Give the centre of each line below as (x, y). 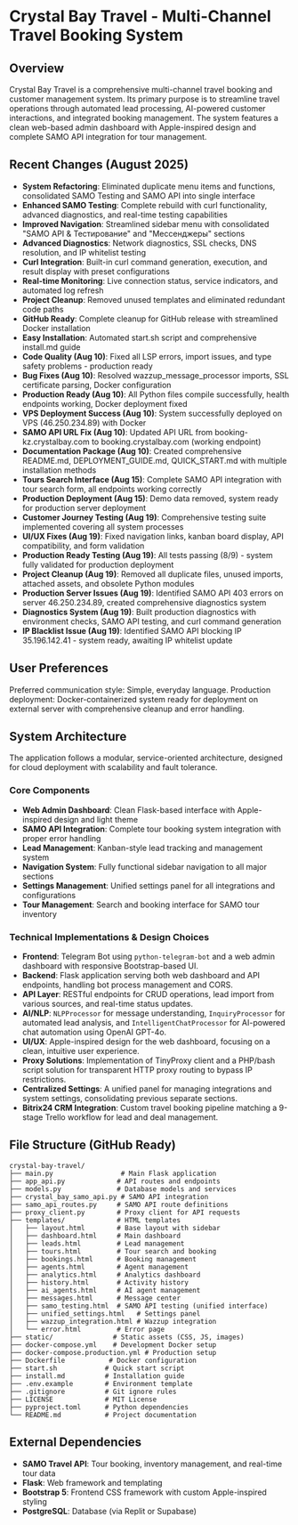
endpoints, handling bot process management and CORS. (127, 985)
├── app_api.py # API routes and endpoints (115, 1181)
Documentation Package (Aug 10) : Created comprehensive (132, 450)
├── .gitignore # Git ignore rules (93, 1391)
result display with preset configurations (96, 271)
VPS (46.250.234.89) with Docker (84, 422)
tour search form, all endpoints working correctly (112, 489)
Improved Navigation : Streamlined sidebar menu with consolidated (145, 223)
